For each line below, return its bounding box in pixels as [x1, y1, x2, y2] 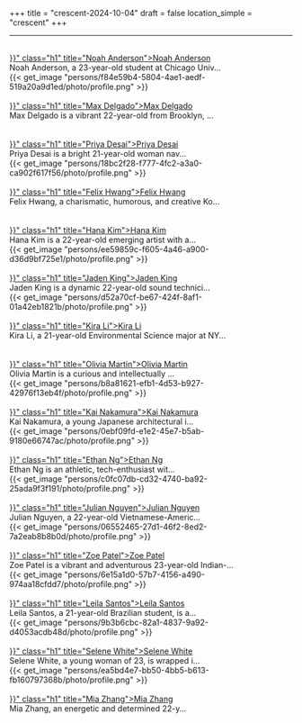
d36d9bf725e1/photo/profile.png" [9, 254, 135, 264]
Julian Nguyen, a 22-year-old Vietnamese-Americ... [9, 512, 200, 522]
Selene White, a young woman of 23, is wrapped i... [9, 655, 200, 665]
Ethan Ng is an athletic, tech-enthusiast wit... [9, 464, 175, 474]
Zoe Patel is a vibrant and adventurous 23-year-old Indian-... [9, 560, 234, 570]
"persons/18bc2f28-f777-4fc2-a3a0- [64, 158, 203, 168]
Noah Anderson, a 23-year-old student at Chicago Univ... [9, 62, 222, 73]
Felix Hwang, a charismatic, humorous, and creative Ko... [9, 196, 220, 206]
